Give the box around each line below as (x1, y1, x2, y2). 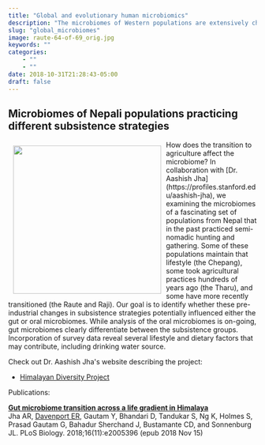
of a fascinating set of (166, 207, 237, 217)
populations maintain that (166, 250, 248, 259)
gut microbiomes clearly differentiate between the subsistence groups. (8, 325, 239, 334)
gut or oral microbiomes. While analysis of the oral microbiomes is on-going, (8, 317, 257, 326)
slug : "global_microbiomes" (8, 26, 101, 34)
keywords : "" (8, 41, 51, 49)
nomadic (166, 232, 195, 242)
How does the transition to (166, 140, 252, 150)
